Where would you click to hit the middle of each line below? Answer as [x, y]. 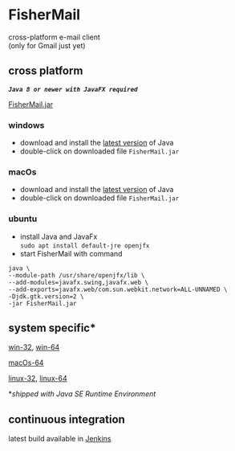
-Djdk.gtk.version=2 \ [46, 296]
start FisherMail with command [71, 253]
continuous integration [67, 419]
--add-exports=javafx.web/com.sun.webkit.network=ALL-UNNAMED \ [118, 289]
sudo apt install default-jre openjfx [85, 246]
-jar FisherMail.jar [43, 303]
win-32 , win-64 [34, 347]
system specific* [52, 328]
